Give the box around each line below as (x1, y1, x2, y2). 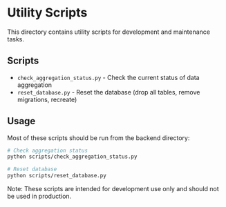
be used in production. (7, 192, 72, 201)
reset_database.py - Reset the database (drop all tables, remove (17, 88, 200, 96)
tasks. (7, 34, 25, 43)
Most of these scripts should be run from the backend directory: (7, 133, 190, 142)
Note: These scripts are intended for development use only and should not (7, 185, 219, 193)
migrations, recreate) (17, 95, 77, 103)
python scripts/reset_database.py (7, 172, 107, 179)
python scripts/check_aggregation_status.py (7, 153, 138, 160)
